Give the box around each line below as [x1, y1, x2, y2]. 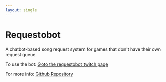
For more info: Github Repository [5, 71, 73, 77]
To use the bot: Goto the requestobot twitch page [5, 61, 108, 67]
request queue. [5, 51, 37, 57]
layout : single [5, 7, 37, 13]
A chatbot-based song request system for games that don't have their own [5, 46, 161, 52]
